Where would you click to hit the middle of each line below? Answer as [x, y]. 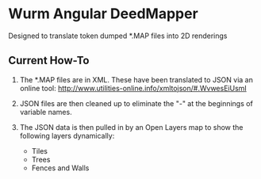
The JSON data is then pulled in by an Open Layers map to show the [131, 127]
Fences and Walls [60, 168]
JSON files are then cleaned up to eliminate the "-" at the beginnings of [136, 103]
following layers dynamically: [67, 135]
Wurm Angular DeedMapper [103, 14]
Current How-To [49, 61]
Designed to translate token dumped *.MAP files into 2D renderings [118, 36]
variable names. [46, 112]
